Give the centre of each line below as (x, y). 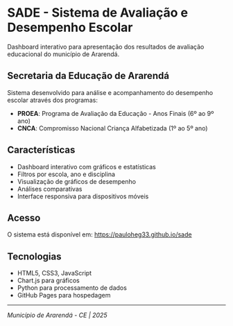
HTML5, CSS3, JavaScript (54, 273)
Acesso (24, 217)
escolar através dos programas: (53, 100)
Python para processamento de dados (72, 288)
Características (41, 150)
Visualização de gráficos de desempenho (77, 181)
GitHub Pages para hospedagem (64, 295)
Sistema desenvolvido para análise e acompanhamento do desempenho (110, 92)
